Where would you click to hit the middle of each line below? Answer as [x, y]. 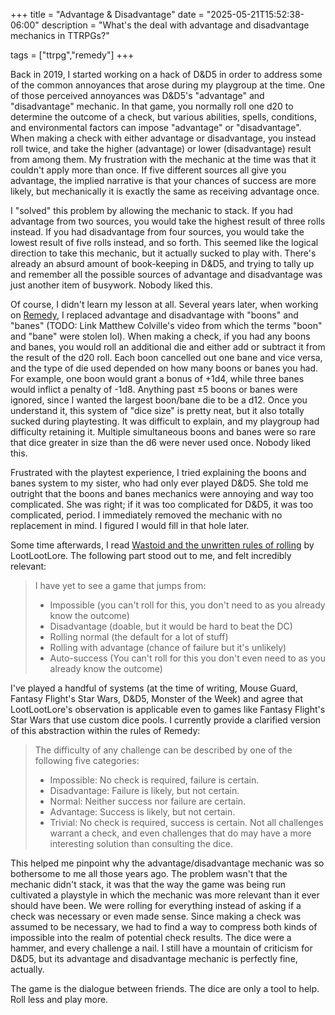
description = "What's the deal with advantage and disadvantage [175, 25]
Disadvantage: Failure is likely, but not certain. [144, 790]
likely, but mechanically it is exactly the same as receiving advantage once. [165, 191]
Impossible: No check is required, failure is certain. [154, 780]
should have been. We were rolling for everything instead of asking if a [156, 905]
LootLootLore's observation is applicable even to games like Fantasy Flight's [168, 709]
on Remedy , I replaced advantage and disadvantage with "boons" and [154, 315]
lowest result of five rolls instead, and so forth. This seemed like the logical [164, 242]
